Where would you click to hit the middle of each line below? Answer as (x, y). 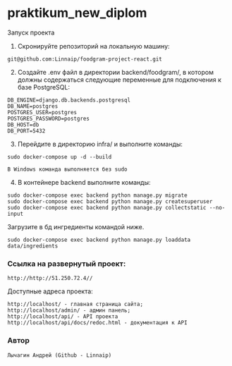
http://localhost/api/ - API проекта (63, 317)
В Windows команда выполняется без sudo (68, 169)
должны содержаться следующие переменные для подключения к (120, 80)
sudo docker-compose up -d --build (60, 157)
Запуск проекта (31, 32)
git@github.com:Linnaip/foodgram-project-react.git (85, 59)
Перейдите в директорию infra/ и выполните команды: (100, 144)
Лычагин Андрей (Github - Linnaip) (60, 355)
